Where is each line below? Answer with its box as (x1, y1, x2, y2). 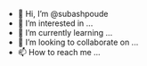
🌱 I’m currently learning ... (17, 28, 113, 37)
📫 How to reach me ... (17, 47, 101, 57)
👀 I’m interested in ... (17, 18, 94, 29)
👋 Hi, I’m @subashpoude (17, 9, 109, 19)
